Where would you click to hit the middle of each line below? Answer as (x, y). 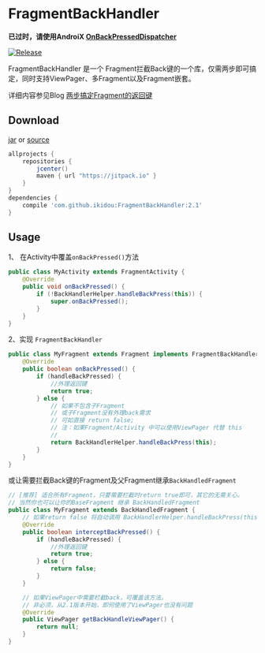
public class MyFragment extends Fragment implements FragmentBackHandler (134, 354)
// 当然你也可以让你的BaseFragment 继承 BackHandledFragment (104, 503)
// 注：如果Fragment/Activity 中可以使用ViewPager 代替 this (146, 428)
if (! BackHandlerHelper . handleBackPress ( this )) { (119, 294)
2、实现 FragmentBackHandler (55, 339)
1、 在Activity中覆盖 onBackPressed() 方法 (74, 257)
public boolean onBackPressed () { (79, 369)
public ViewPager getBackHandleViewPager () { (99, 620)
